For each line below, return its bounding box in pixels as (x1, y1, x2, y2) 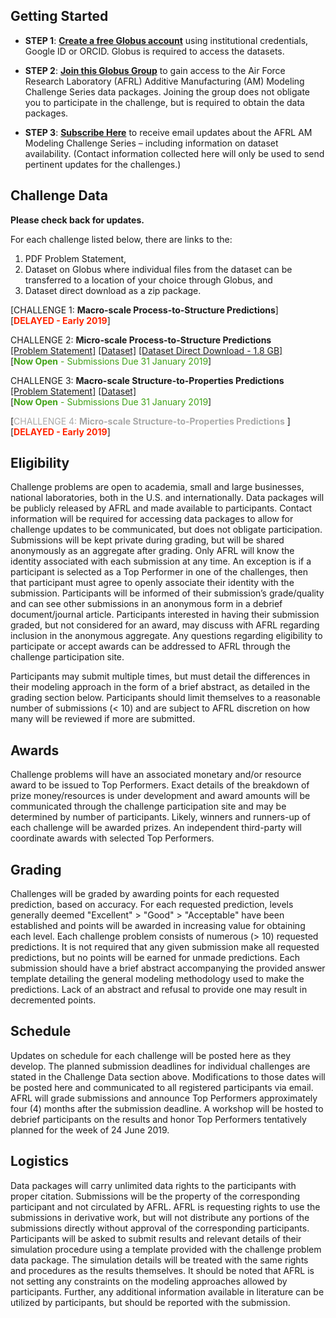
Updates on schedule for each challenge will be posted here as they (10, 1049, 292, 1061)
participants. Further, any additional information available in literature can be (10, 1285, 325, 1298)
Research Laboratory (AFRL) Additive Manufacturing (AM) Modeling (24, 75, 305, 87)
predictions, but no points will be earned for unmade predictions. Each (10, 952, 300, 964)
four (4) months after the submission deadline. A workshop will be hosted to (10, 1102, 324, 1114)
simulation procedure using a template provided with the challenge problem (10, 1243, 322, 1255)
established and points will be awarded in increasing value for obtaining (10, 920, 306, 932)
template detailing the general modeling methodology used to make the (10, 973, 305, 985)
